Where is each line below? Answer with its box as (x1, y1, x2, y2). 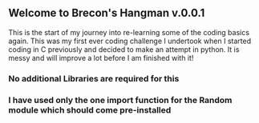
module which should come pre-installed (8, 104, 172, 115)
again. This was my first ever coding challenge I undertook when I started (8, 36, 251, 46)
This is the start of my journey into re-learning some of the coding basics (8, 27, 250, 37)
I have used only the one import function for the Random (8, 94, 233, 105)
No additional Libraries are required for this (8, 73, 180, 84)
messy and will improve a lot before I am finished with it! (8, 53, 194, 62)
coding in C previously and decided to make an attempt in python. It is (8, 44, 240, 54)
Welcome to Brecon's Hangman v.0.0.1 (8, 6, 205, 20)
